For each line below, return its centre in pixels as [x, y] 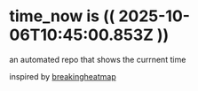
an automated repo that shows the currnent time [98, 59]
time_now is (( [62, 16]
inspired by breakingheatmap [63, 76]
